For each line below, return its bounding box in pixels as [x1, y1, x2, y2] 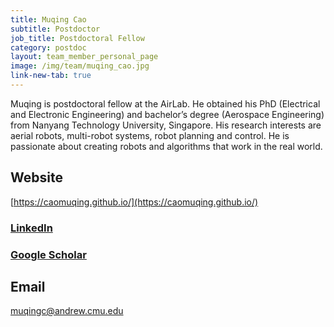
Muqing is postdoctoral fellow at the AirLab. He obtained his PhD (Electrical [10, 97, 321, 110]
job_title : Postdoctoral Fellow [10, 33, 145, 43]
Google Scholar [10, 247, 87, 261]
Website [10, 169, 63, 186]
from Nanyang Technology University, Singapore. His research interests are [10, 119, 322, 131]
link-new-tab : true [10, 71, 92, 81]
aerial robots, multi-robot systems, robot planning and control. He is [10, 129, 290, 141]
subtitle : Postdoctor [10, 24, 101, 34]
